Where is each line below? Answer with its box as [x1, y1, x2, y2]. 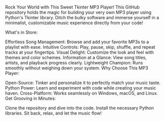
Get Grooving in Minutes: [5, 95, 56, 101]
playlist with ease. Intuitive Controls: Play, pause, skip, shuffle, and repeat [5, 44, 156, 50]
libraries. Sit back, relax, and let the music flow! [5, 110, 102, 116]
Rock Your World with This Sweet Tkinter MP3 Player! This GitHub [5, 4, 140, 10]
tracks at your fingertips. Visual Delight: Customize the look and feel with [5, 49, 154, 55]
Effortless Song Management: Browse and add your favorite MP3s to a [5, 39, 149, 45]
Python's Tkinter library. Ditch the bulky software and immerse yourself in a [5, 15, 160, 20]
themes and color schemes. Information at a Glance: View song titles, [5, 55, 147, 60]
